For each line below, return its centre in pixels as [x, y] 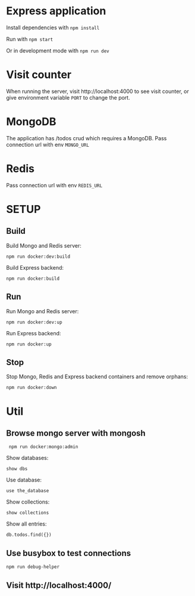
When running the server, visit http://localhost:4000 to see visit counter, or [97, 91]
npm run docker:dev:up [34, 322]
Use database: [24, 480]
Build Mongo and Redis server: [44, 245]
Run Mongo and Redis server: [43, 311]
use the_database [28, 491]
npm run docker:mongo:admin [43, 447]
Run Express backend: [34, 333]
